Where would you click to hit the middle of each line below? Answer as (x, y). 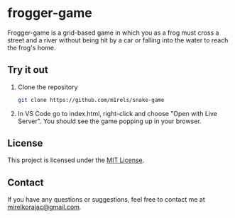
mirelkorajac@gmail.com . (44, 207)
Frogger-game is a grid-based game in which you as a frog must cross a (113, 33)
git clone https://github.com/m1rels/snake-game (91, 100)
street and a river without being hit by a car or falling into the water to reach (118, 40)
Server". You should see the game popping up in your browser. (109, 121)
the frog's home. (32, 47)
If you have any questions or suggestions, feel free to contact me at (106, 200)
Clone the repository (48, 87)
